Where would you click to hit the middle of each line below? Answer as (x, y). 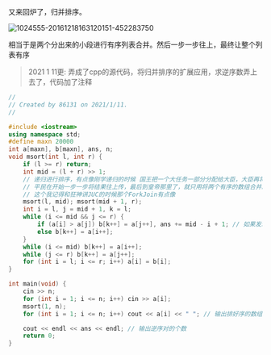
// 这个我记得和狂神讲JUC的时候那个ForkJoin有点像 (99, 194)
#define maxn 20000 (41, 142)
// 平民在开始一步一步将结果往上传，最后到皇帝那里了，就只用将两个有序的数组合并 (142, 187)
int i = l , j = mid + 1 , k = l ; (77, 209)
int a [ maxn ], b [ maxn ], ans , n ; (61, 149)
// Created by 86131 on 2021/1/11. (68, 104)
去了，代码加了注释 (60, 82)
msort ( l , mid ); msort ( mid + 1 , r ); (83, 202)
